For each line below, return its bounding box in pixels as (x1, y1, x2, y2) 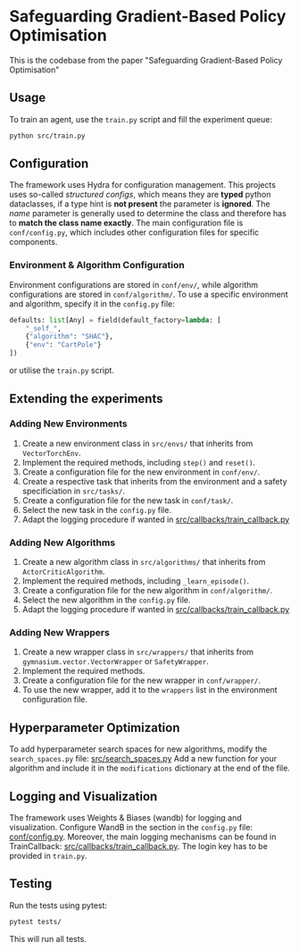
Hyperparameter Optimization (9, 720, 180, 735)
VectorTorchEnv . (21, 447, 82, 458)
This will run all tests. (9, 933, 87, 944)
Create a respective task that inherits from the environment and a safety (21, 475, 287, 486)
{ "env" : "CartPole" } (25, 341, 102, 349)
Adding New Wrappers (9, 627, 110, 639)
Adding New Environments (9, 417, 128, 430)
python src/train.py (9, 131, 87, 140)
